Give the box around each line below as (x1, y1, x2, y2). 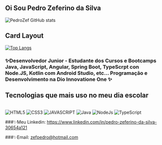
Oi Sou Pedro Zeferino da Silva (5, 4, 102, 12)
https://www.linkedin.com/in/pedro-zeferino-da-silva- (47, 119, 157, 125)
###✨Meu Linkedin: (5, 119, 46, 125)
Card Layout (5, 32, 44, 40)
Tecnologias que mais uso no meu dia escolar (5, 91, 149, 99)
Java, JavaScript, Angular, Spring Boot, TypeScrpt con (5, 63, 139, 70)
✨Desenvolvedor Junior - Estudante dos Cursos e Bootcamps (5, 57, 157, 64)
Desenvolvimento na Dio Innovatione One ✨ (5, 75, 112, 82)
